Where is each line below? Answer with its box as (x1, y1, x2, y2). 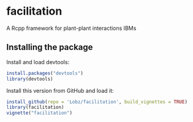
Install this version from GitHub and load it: (6, 87, 114, 94)
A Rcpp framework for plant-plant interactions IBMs (6, 24, 137, 32)
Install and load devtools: (6, 58, 70, 65)
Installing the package (6, 42, 93, 52)
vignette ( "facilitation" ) (6, 110, 72, 117)
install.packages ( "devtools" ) (6, 70, 84, 76)
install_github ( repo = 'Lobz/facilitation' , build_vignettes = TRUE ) (6, 99, 188, 105)
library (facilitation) (6, 104, 64, 110)
